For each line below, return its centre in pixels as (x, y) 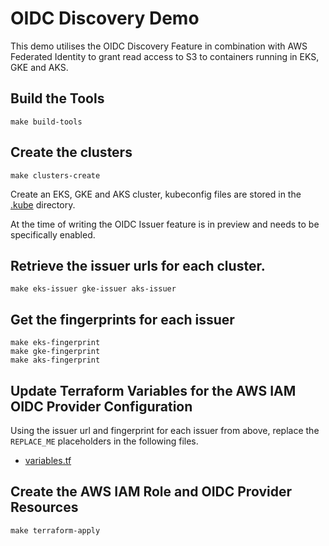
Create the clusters (71, 152)
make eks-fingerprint (55, 343)
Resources (44, 507)
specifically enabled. (53, 234)
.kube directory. (43, 204)
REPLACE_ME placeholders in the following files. (104, 441)
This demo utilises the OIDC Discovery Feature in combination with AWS (159, 46)
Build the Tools (57, 98)
